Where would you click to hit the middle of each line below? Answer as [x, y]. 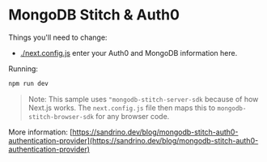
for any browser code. [133, 116]
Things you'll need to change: [58, 37]
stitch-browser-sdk [61, 117]
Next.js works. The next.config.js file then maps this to [122, 108]
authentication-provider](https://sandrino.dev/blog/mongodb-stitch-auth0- [133, 140]
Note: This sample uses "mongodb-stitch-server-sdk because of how [143, 99]
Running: [23, 68]
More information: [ [40, 132]
